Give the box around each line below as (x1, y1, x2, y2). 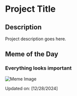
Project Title (5, 3, 56, 15)
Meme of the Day (5, 50, 58, 58)
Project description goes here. (5, 36, 66, 42)
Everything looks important (5, 65, 72, 72)
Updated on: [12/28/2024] (5, 85, 58, 91)
